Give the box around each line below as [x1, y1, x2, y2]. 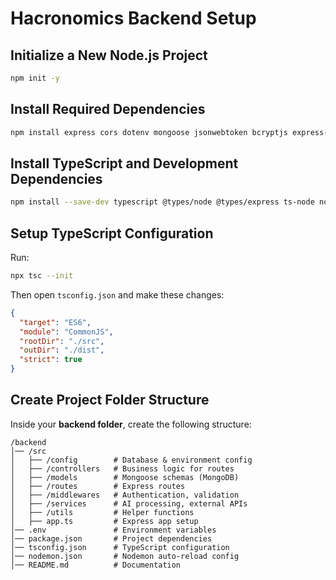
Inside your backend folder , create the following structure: [10, 418, 252, 430]
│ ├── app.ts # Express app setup [10, 516, 199, 526]
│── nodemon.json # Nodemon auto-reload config [10, 551, 240, 561]
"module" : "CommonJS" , [19, 327, 114, 337]
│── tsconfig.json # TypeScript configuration [10, 542, 230, 552]
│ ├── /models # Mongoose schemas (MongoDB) [10, 472, 240, 482]
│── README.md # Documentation [10, 560, 182, 570]
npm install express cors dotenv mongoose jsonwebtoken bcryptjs [10, 127, 288, 137]
